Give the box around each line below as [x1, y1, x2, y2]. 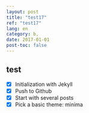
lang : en [6, 25, 28, 32]
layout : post [6, 8, 39, 15]
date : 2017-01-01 [6, 37, 50, 43]
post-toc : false [6, 43, 47, 49]
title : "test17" [6, 14, 47, 20]
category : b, [6, 31, 39, 37]
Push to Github [14, 87, 52, 94]
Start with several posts [14, 94, 74, 101]
